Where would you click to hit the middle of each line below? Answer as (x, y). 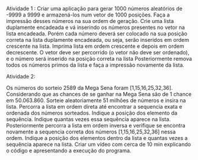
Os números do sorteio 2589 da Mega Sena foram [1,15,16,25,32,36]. (90, 88)
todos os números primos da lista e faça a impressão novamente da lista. (95, 65)
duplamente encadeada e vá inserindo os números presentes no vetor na (95, 27)
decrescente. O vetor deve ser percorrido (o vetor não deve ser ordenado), (98, 52)
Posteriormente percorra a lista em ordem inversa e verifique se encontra (96, 125)
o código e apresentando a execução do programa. (69, 151)
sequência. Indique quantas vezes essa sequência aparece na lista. (88, 119)
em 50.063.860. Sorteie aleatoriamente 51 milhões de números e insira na (96, 100)
